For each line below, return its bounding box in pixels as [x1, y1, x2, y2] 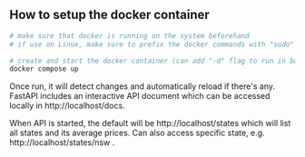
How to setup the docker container [9, 7, 211, 23]
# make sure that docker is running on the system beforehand [9, 31, 250, 40]
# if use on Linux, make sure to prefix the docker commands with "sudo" [9, 40, 295, 49]
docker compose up [9, 64, 79, 74]
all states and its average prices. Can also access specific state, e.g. [9, 127, 265, 139]
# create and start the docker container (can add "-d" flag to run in [9, 56, 286, 65]
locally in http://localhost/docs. [9, 100, 125, 112]
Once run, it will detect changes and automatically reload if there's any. [9, 81, 275, 92]
